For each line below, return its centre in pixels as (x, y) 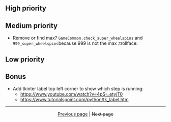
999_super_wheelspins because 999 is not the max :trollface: (75, 43)
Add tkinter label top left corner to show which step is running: (78, 89)
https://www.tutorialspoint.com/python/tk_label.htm (74, 100)
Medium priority (31, 26)
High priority (26, 8)
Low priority (25, 59)
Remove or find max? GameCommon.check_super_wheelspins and (78, 38)
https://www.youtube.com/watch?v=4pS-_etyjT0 (72, 94)
